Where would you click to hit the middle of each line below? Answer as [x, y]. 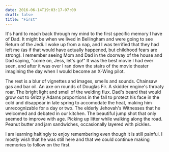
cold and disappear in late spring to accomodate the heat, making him [79, 103]
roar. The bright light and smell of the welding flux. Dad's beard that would [83, 92]
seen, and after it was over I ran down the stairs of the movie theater [77, 66]
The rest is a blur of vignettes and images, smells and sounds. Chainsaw [81, 81]
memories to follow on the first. [38, 145]
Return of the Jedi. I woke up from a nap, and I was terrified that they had [82, 45]
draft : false [19, 15]
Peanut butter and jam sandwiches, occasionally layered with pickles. [78, 124]
